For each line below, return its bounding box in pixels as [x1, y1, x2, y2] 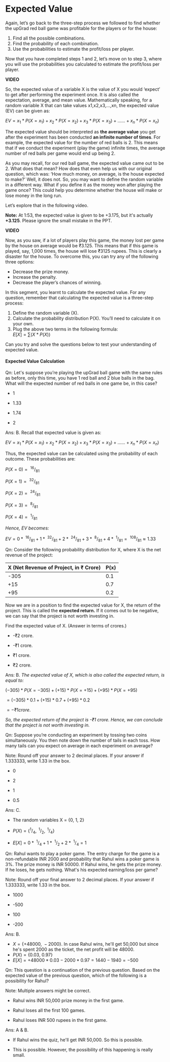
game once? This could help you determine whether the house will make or [5, 187, 163, 193]
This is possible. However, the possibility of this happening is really [12, 1047, 153, 1053]
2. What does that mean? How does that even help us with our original [5, 165, 152, 172]
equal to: [5, 677, 24, 683]
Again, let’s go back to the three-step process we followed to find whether [5, 20, 161, 26]
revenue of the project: [5, 552, 53, 558]
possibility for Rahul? [5, 978, 49, 984]
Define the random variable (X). [12, 310, 79, 316]
